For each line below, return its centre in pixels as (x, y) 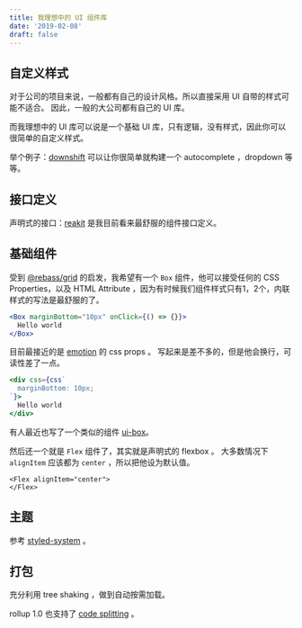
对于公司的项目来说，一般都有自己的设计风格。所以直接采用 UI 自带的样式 (146, 96)
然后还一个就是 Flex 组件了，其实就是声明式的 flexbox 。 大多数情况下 (139, 451)
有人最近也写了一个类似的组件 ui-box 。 (82, 432)
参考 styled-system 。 (50, 540)
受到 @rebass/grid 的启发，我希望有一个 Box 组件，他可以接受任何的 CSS (145, 277)
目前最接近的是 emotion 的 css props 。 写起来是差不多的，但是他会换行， (147, 352)
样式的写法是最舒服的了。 (57, 300)
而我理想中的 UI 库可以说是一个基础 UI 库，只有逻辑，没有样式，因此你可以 (148, 127)
